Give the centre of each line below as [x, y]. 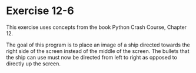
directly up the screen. [33, 64]
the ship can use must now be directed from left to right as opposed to [92, 57]
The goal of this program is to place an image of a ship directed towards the [98, 45]
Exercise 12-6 [40, 11]
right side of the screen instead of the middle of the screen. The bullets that [98, 51]
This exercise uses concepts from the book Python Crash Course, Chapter [97, 27]
